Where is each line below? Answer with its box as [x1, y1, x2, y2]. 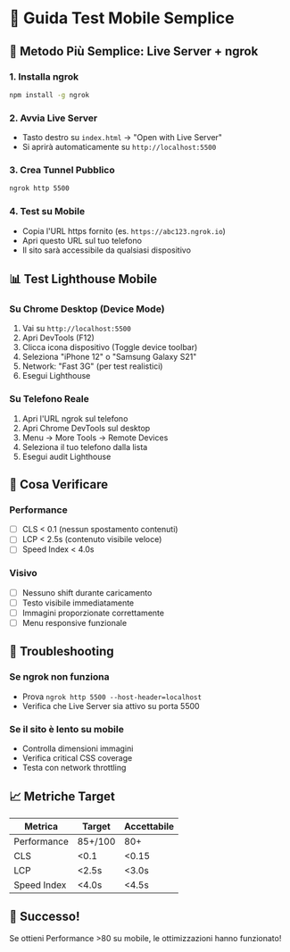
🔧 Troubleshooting [9, 644, 114, 659]
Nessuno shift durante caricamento [21, 587, 153, 597]
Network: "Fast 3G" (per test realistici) [21, 361, 163, 372]
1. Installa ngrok [9, 71, 79, 83]
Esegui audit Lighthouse [21, 451, 112, 462]
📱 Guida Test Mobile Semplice [9, 8, 235, 29]
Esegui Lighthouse [21, 371, 91, 381]
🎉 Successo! [9, 909, 80, 924]
